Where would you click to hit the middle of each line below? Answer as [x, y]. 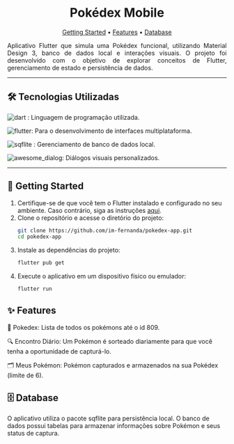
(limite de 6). [25, 375]
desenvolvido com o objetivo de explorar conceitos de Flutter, [117, 60]
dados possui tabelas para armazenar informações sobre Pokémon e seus [114, 425]
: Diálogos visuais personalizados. [111, 157]
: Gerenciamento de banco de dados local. [94, 144]
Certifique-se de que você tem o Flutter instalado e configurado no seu [119, 203]
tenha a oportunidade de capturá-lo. [59, 351]
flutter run [34, 289]
